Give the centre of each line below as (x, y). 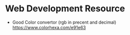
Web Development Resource (65, 9)
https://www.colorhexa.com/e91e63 (49, 27)
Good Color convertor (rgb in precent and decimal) (64, 22)
